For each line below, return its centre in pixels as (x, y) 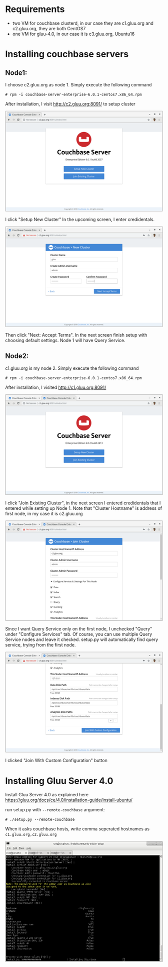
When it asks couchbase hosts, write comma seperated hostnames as (77, 829)
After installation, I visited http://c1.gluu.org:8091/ (56, 387)
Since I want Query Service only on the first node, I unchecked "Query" (79, 629)
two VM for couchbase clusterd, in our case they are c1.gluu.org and (83, 23)
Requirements (35, 9)
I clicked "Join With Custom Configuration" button (56, 761)
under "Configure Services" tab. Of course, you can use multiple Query (79, 634)
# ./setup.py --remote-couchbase (40, 820)
